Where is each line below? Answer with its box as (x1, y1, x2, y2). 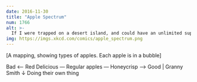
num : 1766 (6, 19, 30, 25)
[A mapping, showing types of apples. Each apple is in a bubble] (6, 52, 162, 59)
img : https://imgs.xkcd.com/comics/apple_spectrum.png (6, 36, 143, 42)
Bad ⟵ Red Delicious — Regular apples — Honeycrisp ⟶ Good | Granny (6, 63, 184, 70)
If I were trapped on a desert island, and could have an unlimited (11, 30, 182, 36)
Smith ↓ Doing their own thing (6, 70, 79, 76)
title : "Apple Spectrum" (6, 14, 67, 20)
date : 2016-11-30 (6, 8, 49, 15)
